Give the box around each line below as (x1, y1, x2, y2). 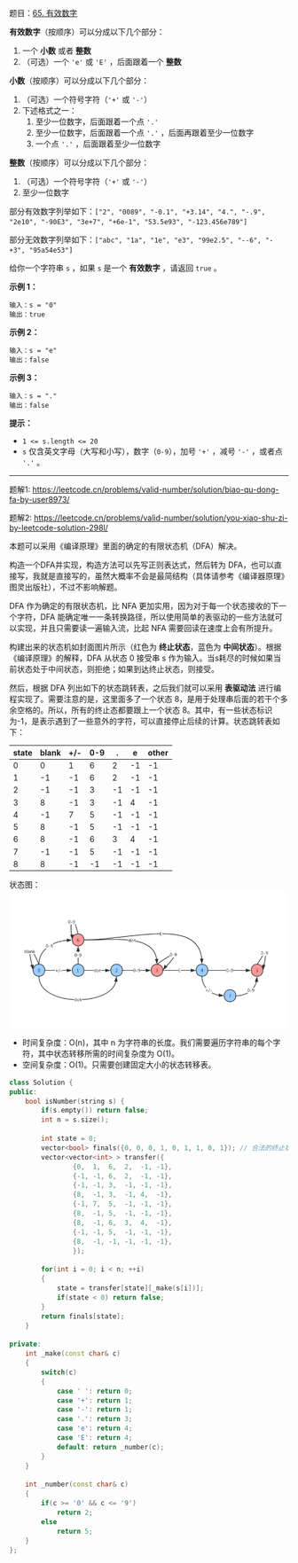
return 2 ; (56, 1508, 93, 1518)
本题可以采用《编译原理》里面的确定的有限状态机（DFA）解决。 (9, 541, 242, 551)
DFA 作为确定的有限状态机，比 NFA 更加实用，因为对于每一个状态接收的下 (9, 601, 279, 611)
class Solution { (9, 1078, 74, 1087)
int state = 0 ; (41, 1134, 98, 1144)
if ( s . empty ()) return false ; (41, 1106, 149, 1115)
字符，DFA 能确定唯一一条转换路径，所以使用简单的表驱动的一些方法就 (16, 612, 275, 622)
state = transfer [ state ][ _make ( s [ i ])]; (56, 1284, 204, 1293)
